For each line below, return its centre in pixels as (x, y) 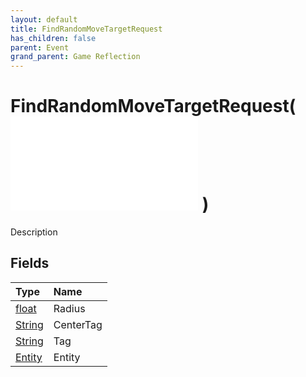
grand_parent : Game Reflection (75, 57)
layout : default (44, 19)
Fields (30, 263)
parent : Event (40, 47)
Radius (69, 308)
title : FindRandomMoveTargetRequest (86, 29)
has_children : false (53, 38)
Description (34, 232)
